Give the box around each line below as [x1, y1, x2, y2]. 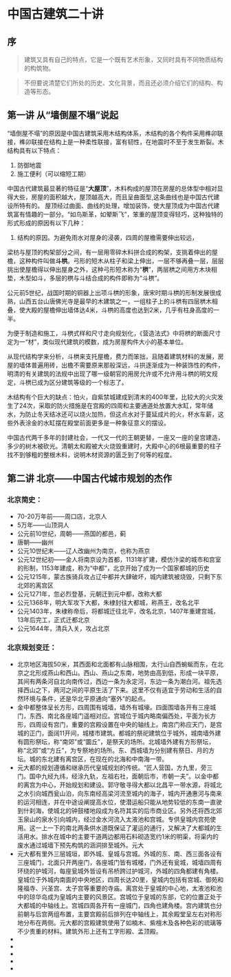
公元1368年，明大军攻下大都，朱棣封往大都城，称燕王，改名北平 [16, 598, 200, 607]
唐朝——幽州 [16, 538, 54, 546]
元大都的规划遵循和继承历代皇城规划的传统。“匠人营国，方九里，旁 [16, 763, 207, 772]
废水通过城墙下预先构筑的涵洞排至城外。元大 [16, 840, 144, 849]
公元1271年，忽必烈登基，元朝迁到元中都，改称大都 [16, 590, 162, 598]
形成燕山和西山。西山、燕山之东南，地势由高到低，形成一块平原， [35, 668, 222, 676]
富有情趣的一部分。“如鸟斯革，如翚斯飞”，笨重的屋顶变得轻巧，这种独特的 [12, 210, 223, 218]
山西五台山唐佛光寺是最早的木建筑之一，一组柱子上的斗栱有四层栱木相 [19, 297, 218, 305]
